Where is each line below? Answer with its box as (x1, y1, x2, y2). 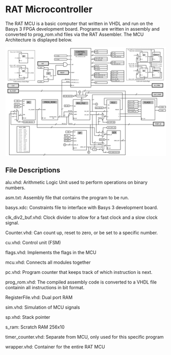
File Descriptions (5, 166, 60, 174)
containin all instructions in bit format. (5, 285, 85, 291)
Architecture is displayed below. (5, 37, 72, 43)
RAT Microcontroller (5, 4, 93, 15)
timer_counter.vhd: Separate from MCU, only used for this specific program (5, 334, 164, 340)
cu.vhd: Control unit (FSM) (5, 240, 61, 246)
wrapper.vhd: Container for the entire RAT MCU (5, 344, 106, 350)
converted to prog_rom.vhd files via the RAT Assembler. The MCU (5, 31, 144, 37)
